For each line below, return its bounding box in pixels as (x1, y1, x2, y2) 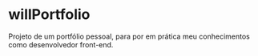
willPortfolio (8, 6, 91, 24)
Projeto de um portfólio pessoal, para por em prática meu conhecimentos (8, 32, 250, 41)
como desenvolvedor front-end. (8, 39, 114, 49)
